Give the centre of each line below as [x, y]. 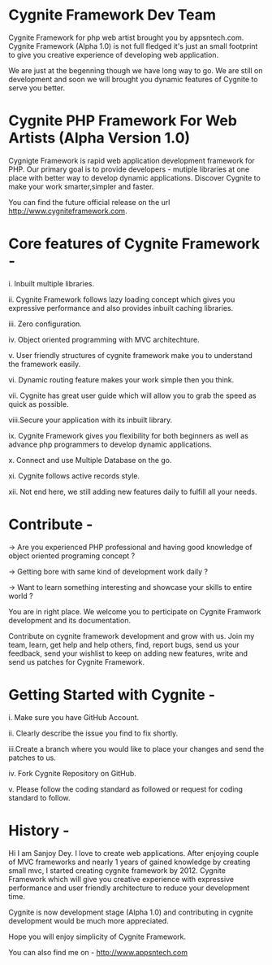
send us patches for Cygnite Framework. [76, 662]
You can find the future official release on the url [89, 202]
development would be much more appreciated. [89, 920]
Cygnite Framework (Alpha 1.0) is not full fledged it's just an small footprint [133, 46]
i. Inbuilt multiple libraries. [52, 283]
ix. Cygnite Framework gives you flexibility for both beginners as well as [129, 435]
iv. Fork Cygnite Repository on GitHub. [72, 773]
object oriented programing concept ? [72, 556]
